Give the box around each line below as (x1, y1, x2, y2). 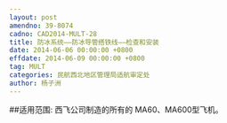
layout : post (9, 12, 58, 22)
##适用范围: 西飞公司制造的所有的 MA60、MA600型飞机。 (9, 104, 224, 115)
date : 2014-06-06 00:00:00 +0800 (9, 46, 134, 55)
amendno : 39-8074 (9, 21, 74, 30)
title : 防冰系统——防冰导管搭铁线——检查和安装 (9, 37, 160, 47)
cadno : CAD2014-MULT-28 (9, 29, 98, 38)
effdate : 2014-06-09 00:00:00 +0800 (9, 54, 145, 63)
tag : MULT (9, 63, 46, 72)
